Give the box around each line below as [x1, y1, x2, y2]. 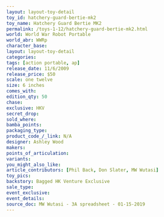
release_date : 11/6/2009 [6, 65, 69, 72]
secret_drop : [6, 111, 39, 117]
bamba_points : [6, 122, 43, 128]
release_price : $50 [6, 71, 56, 77]
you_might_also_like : [6, 162, 61, 168]
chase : [6, 99, 23, 105]
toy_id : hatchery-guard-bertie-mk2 [6, 15, 97, 21]
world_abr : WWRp [6, 37, 47, 43]
